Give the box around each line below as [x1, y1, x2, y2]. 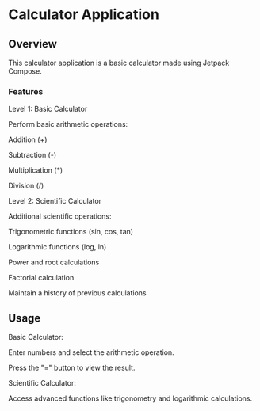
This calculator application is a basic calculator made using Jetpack [8, 58, 230, 67]
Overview [8, 37, 58, 51]
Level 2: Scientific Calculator [8, 196, 101, 206]
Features [8, 86, 44, 97]
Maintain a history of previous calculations [8, 288, 147, 298]
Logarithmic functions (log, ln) [8, 242, 107, 252]
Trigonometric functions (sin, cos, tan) [8, 227, 133, 237]
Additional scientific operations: [8, 211, 113, 221]
